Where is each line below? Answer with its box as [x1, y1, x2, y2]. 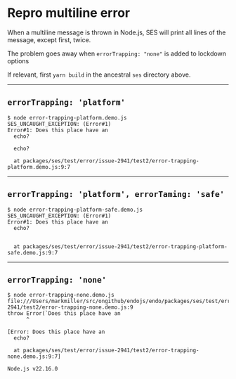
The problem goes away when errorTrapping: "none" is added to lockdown [7, 49, 227, 58]
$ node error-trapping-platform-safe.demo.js [7, 206, 143, 213]
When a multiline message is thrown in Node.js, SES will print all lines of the [7, 28, 226, 37]
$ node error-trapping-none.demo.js [7, 292, 114, 299]
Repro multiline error [7, 5, 131, 21]
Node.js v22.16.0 [7, 366, 58, 373]
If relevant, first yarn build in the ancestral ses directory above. [7, 70, 191, 79]
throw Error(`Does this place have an [7, 310, 121, 317]
